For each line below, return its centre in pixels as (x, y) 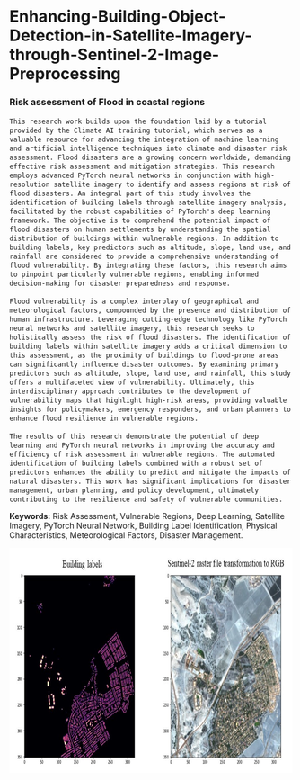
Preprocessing (65, 74)
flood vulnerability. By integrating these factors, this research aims (148, 266)
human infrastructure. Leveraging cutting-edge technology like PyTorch (148, 320)
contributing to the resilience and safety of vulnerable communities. (146, 500)
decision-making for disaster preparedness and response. (120, 284)
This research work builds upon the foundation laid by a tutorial (138, 122)
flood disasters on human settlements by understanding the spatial (140, 230)
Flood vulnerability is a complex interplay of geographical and (134, 302)
